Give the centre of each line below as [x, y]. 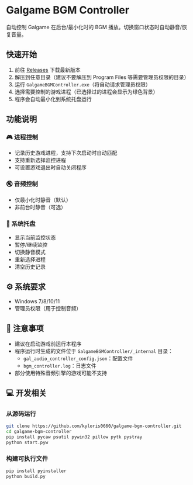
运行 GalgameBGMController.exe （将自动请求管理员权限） [82, 84]
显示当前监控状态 [35, 238]
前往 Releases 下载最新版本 [47, 70]
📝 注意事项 [25, 329]
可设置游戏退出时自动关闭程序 [50, 168]
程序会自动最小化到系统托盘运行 [53, 99]
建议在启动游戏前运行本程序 [48, 344]
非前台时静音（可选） [40, 207]
